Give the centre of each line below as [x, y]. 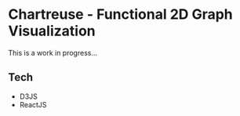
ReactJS [33, 104]
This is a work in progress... [53, 53]
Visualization [52, 31]
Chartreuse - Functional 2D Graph [120, 14]
